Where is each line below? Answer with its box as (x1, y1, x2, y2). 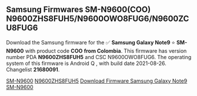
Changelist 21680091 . (6, 66, 60, 73)
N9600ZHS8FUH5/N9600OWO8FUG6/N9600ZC (6, 14, 189, 24)
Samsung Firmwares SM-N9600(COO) (6, 5, 151, 15)
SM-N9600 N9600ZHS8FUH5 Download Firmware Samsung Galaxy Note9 (6, 77, 188, 84)
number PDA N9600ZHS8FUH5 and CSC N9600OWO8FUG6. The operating (6, 53, 192, 60)
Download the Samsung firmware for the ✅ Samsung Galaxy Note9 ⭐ (6, 39, 175, 46)
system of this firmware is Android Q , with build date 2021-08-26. (6, 60, 166, 67)
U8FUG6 (6, 23, 38, 33)
